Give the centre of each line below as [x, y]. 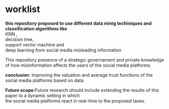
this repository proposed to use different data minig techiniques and [78, 23]
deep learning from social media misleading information [63, 50]
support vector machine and [35, 44]
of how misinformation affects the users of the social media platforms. [78, 65]
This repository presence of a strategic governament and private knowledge [85, 60]
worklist [23, 9]
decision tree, [19, 39]
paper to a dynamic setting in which [43, 95]
